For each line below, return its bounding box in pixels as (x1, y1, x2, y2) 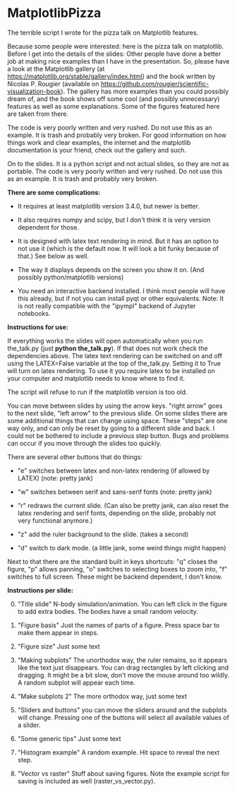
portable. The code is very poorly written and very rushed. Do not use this (7, 167, 223, 175)
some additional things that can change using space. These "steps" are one (7, 416, 228, 425)
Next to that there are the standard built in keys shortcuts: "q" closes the (7, 557, 218, 566)
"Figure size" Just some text (17, 642, 100, 651)
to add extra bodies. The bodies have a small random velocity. (17, 607, 199, 615)
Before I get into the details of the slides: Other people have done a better (7, 49, 221, 58)
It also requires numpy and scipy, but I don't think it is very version (17, 215, 211, 224)
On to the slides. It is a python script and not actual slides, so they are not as (7, 159, 229, 167)
